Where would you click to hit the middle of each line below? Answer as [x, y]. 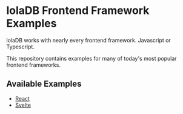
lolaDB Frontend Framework [78, 11]
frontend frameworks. [33, 65]
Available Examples [44, 84]
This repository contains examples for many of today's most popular [91, 58]
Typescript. [21, 47]
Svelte [23, 105]
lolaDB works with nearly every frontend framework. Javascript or [88, 40]
